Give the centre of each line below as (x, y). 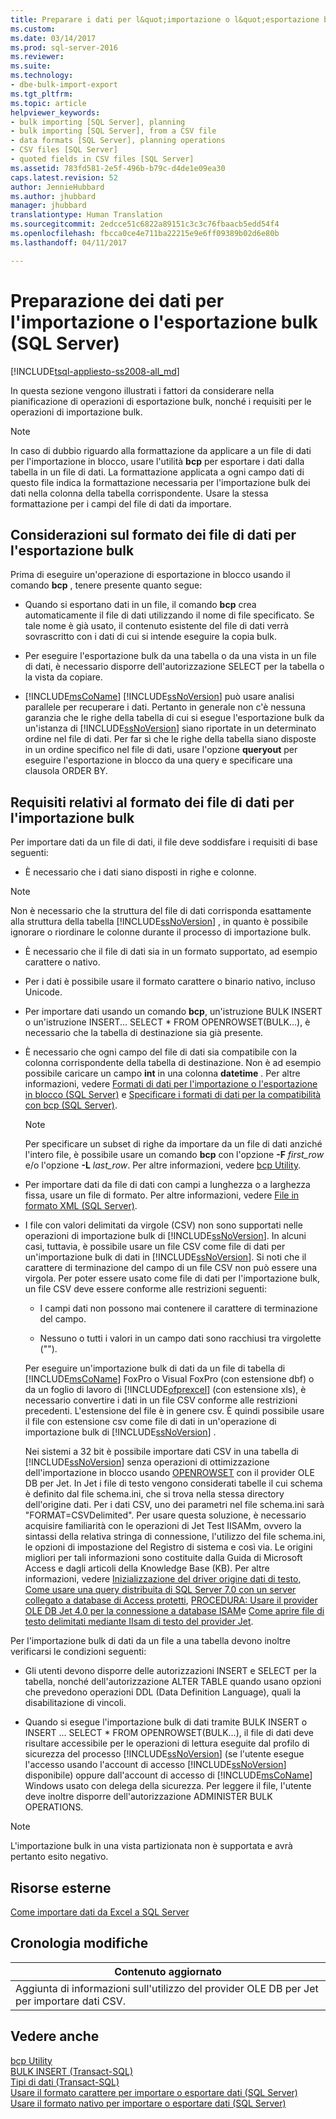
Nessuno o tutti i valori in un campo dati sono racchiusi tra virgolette (180, 1338)
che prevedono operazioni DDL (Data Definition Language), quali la (163, 1692)
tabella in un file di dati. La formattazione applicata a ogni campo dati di (157, 472)
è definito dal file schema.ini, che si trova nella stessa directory (154, 1494)
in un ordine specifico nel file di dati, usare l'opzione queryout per (161, 750)
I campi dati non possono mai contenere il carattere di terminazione (178, 1308)
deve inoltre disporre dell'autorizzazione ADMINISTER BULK (148, 1797)
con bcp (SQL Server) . (71, 1105)
